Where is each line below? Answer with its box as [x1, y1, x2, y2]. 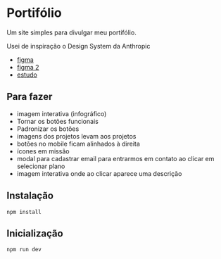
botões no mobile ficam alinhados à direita [16, 139, 140, 148]
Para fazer [6, 91, 53, 103]
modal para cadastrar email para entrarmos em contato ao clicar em [16, 154, 215, 163]
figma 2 [16, 63, 39, 71]
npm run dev [6, 246, 42, 253]
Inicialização [6, 227, 64, 239]
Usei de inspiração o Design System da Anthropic [6, 42, 151, 50]
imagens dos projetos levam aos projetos [16, 132, 137, 140]
